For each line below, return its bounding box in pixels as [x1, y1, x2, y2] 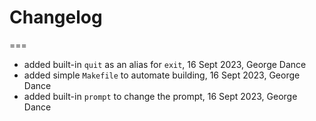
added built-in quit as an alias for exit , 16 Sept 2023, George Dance [23, 58, 307, 70]
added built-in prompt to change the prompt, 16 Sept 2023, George [23, 90, 298, 102]
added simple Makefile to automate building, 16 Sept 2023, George [23, 69, 301, 81]
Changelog [9, 6, 103, 29]
